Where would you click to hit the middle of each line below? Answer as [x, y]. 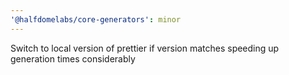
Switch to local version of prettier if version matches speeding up [145, 48]
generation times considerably [73, 58]
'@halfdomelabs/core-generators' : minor [96, 19]
